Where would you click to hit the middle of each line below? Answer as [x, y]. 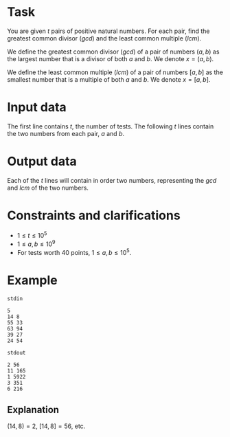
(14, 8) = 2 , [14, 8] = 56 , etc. [46, 426]
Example [32, 280]
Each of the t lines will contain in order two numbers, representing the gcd [112, 180]
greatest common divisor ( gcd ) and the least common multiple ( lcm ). [104, 38]
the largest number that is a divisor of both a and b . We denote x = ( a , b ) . [111, 58]
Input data [37, 108]
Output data [42, 161]
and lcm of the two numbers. [48, 188]
